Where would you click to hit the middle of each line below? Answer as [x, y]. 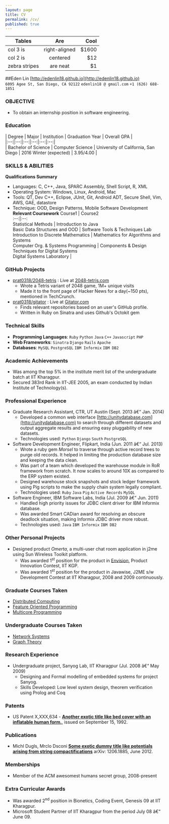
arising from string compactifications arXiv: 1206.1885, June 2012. [83, 752]
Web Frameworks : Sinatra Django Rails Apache [62, 342]
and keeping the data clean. [49, 460]
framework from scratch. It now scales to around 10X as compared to [92, 471]
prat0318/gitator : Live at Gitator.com [51, 302]
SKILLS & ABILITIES [30, 166]
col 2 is [16, 58]
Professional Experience [36, 401]
